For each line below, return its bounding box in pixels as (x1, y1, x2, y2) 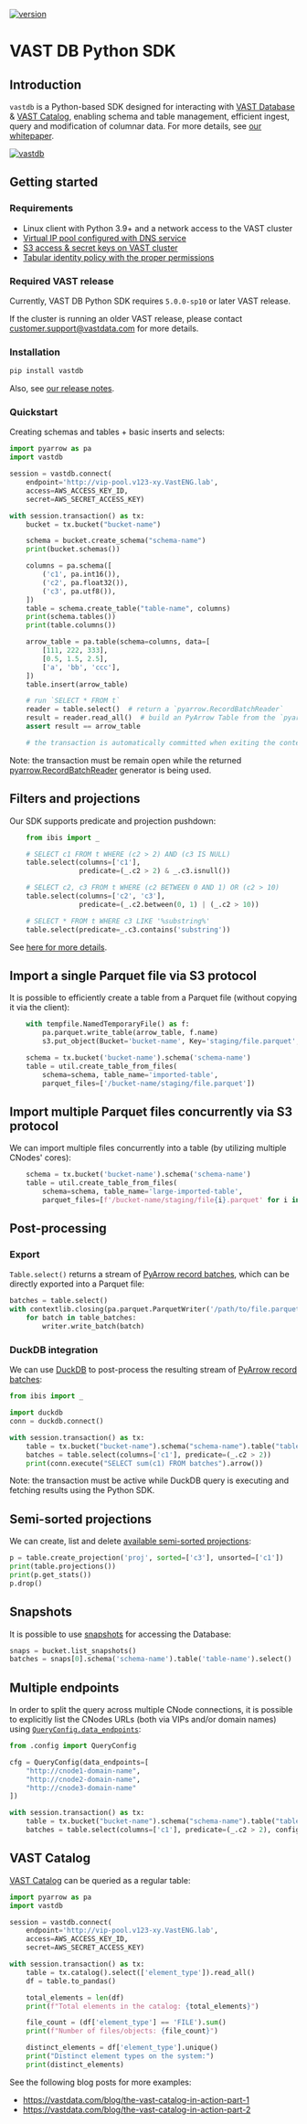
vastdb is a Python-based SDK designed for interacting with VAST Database (9, 101, 295, 112)
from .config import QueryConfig (9, 1742, 137, 1751)
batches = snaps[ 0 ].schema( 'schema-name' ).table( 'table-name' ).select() (9, 1655, 292, 1664)
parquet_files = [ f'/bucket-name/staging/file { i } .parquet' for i (42, 1195, 288, 1204)
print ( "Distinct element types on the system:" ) (26, 2052, 215, 2061)
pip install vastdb (9, 367, 84, 376)
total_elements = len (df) (26, 1993, 125, 2002)
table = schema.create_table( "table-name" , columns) (26, 603, 231, 613)
